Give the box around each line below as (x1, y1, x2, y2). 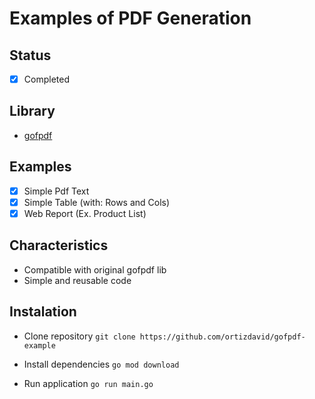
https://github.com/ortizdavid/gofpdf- (139, 332, 306, 342)
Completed (23, 73, 70, 85)
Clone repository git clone (23, 330, 136, 342)
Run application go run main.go (23, 377, 154, 389)
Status (9, 47, 52, 64)
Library (9, 103, 56, 120)
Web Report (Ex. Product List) (23, 207, 147, 219)
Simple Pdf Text (23, 185, 90, 197)
